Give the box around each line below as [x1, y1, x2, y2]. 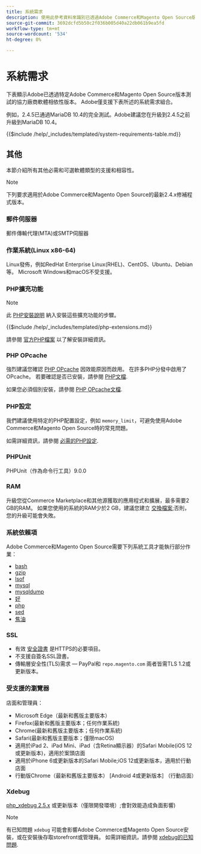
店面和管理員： [6, 699, 43, 706]
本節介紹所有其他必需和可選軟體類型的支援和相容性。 [6, 166, 138, 174]
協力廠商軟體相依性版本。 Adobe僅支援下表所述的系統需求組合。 [16, 98, 176, 105]
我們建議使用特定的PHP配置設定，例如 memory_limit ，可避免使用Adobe [6, 417, 182, 424]
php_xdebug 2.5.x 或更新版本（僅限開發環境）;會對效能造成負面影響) [6, 802, 176, 809]
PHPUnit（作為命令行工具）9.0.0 [6, 467, 87, 474]
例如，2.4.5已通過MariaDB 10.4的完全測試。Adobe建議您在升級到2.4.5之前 [6, 111, 190, 118]
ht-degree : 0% [6, 37, 42, 43]
